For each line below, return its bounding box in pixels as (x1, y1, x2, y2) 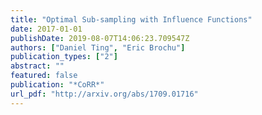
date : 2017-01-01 (10, 24, 83, 34)
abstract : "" (10, 61, 65, 71)
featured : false (10, 71, 78, 81)
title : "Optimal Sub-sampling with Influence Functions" (10, 14, 253, 25)
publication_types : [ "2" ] (10, 52, 118, 62)
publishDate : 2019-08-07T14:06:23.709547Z (10, 33, 190, 43)
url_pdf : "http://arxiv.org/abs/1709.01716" (10, 89, 199, 99)
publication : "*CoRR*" (10, 80, 105, 90)
